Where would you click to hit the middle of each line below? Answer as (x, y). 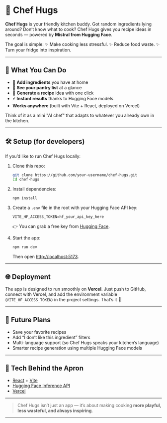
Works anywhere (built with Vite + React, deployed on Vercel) (76, 106)
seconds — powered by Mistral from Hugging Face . (59, 34)
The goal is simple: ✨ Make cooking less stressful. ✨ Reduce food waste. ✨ (83, 44)
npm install (25, 198)
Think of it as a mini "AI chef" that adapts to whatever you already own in (80, 115)
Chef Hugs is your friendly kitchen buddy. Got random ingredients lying (79, 24)
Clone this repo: (29, 166)
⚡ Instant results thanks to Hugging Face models (63, 98)
